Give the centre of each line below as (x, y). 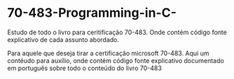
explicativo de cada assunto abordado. (63, 39)
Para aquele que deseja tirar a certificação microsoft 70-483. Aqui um (108, 53)
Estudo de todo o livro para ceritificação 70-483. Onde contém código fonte (117, 32)
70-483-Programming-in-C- (92, 13)
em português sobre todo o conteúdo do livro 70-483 (85, 68)
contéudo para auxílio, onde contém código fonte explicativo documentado (116, 60)
